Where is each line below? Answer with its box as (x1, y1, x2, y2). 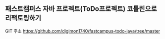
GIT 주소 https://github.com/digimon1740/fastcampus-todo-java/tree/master (5, 28, 160, 34)
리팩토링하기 (5, 14, 41, 22)
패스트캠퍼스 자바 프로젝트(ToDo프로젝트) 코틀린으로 (5, 4, 157, 13)
